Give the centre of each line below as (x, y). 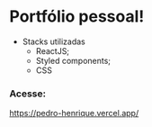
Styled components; (73, 60)
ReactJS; (53, 50)
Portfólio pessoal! (77, 17)
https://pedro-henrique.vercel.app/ (74, 113)
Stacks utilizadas (54, 41)
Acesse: (28, 94)
